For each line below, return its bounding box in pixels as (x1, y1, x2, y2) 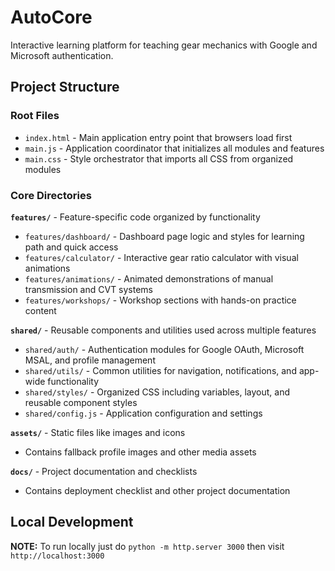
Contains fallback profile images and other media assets (24, 446, 257, 458)
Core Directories (10, 188, 92, 202)
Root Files (10, 109, 60, 123)
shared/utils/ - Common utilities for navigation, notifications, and (24, 364, 297, 376)
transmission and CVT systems (24, 283, 154, 295)
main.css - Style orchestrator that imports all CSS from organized (24, 152, 294, 165)
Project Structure (10, 79, 120, 96)
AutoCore (10, 6, 93, 29)
